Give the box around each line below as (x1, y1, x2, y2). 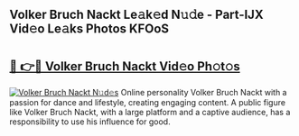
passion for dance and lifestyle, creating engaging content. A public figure (9, 97, 286, 107)
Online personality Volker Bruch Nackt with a (120, 87, 287, 97)
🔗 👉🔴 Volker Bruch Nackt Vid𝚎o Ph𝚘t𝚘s (9, 59, 241, 74)
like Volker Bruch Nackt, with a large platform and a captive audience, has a (9, 107, 291, 117)
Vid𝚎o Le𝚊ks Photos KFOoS (9, 22, 170, 37)
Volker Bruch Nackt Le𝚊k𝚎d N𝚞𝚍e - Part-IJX (9, 7, 264, 23)
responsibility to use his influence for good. (9, 116, 171, 127)
